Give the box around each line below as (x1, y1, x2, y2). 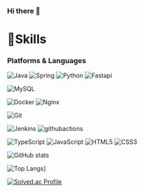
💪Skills (7, 32, 47, 47)
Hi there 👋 (7, 6, 41, 16)
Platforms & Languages (7, 56, 86, 66)
